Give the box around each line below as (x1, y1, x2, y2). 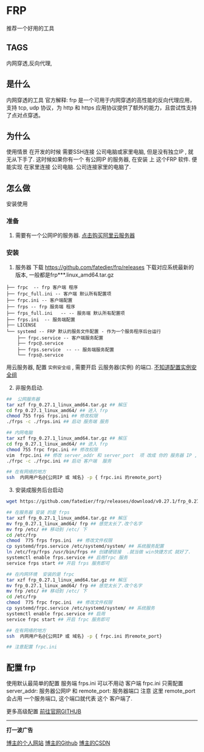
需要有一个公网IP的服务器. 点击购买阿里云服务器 (15, 232, 135, 239)
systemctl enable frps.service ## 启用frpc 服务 (6, 554, 128, 561)
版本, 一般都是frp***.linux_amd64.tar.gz (15, 271, 114, 278)
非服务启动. (15, 384, 44, 391)
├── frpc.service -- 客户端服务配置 (17, 335, 104, 341)
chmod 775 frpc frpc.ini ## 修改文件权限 (6, 599, 112, 605)
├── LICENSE (6, 322, 36, 328)
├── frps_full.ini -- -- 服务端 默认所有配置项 (6, 310, 126, 316)
